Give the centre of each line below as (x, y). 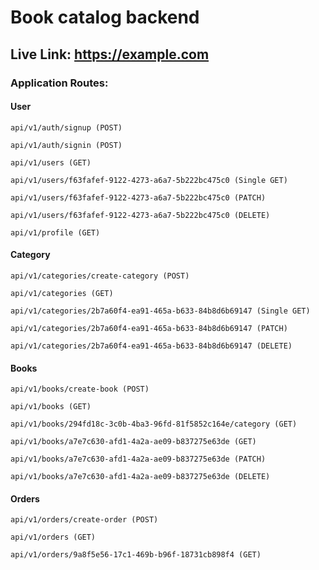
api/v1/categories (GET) (62, 293)
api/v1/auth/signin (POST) (66, 145)
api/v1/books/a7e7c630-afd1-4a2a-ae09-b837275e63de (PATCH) (138, 459)
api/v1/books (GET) (51, 407)
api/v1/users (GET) (51, 162)
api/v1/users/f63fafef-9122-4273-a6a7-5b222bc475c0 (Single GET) (149, 180)
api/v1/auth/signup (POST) (66, 127)
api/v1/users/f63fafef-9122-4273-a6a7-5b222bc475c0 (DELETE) (140, 215)
